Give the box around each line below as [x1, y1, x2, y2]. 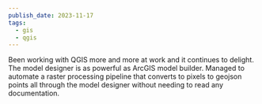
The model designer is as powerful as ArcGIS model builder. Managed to [8, 64, 245, 73]
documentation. [8, 88, 60, 98]
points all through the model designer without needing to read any [8, 80, 224, 90]
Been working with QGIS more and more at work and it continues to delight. [8, 55, 255, 65]
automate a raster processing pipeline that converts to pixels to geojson [8, 72, 242, 81]
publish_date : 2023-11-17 [8, 11, 93, 20]
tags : [8, 19, 26, 27]
